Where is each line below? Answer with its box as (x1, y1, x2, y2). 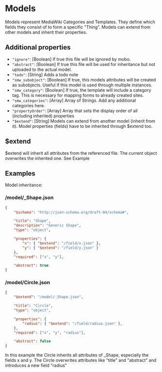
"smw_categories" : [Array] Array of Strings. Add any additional (12, 97, 136, 103)
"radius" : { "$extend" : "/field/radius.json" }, (22, 321, 123, 326)
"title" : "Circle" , (14, 304, 53, 308)
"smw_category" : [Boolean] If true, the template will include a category (12, 87, 151, 93)
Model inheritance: (5, 182, 43, 188)
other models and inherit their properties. (5, 29, 87, 35)
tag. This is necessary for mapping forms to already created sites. (12, 92, 144, 98)
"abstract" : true (14, 263, 49, 268)
